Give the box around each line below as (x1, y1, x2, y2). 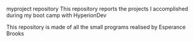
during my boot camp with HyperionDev (6, 12, 106, 19)
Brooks (6, 30, 24, 37)
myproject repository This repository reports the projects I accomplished (6, 5, 189, 12)
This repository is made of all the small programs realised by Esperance (6, 24, 186, 30)
